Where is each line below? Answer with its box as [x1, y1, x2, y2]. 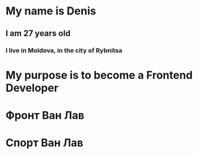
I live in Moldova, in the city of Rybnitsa [5, 46, 123, 55]
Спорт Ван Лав [5, 136, 84, 150]
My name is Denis [5, 4, 96, 18]
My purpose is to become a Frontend [5, 68, 193, 82]
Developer [5, 81, 58, 94]
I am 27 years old [5, 28, 70, 38]
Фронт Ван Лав [5, 108, 85, 122]
